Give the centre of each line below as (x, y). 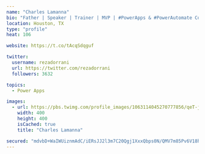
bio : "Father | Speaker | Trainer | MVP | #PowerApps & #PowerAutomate (99, 18)
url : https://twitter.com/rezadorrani (61, 68)
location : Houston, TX (35, 23)
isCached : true (37, 124)
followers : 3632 (32, 74)
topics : (16, 85)
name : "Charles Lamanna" (38, 12)
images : (16, 101)
